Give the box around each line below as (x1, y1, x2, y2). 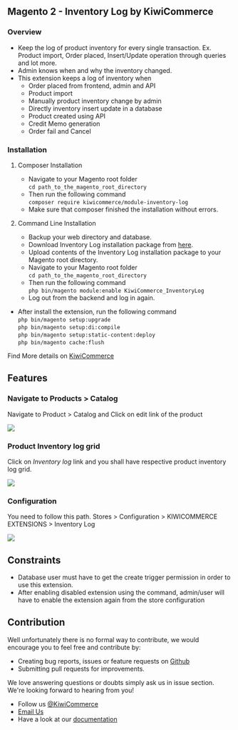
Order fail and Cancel (28, 126, 91, 135)
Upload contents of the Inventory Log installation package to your (28, 248, 222, 256)
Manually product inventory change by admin (28, 96, 162, 105)
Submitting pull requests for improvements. (17, 664, 145, 673)
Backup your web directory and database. (28, 232, 152, 241)
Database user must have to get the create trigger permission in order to (17, 573, 231, 581)
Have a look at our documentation (17, 714, 118, 724)
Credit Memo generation (28, 119, 100, 128)
